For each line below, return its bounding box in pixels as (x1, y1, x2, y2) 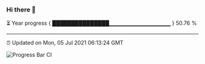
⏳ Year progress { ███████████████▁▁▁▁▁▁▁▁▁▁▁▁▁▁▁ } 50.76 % (6, 19, 197, 27)
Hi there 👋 (6, 5, 37, 14)
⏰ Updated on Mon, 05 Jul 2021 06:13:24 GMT (6, 39, 124, 46)
